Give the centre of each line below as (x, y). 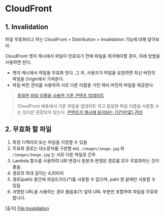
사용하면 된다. (18, 62)
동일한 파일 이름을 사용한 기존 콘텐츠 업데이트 (61, 95)
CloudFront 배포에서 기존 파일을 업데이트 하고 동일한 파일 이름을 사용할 (85, 106)
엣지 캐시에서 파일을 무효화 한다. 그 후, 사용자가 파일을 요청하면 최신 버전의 (84, 73)
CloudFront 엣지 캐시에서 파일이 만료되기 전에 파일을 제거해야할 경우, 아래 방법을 (82, 56)
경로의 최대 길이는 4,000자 (38, 173)
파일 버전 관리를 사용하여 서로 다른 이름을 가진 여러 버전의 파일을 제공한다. (83, 85)
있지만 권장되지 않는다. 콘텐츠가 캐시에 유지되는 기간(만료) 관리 (82, 112)
